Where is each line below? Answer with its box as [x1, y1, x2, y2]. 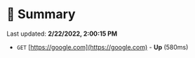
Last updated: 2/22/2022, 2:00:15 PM [6, 29, 118, 38]
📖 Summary [6, 6, 76, 22]
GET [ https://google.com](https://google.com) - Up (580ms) [16, 43, 189, 51]
